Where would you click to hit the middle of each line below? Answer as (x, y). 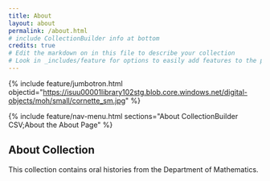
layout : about (32, 23)
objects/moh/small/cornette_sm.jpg (67, 101)
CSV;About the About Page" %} (61, 125)
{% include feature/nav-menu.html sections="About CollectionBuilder (123, 116)
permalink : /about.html (48, 31)
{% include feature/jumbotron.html (65, 83)
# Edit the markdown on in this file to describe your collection (122, 53)
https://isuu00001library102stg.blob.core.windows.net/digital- (145, 92)
